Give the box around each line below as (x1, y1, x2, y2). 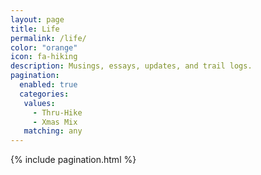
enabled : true (19, 80, 78, 90)
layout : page (10, 14, 65, 25)
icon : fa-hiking (10, 52, 78, 62)
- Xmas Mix (32, 117, 78, 127)
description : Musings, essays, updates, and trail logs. (10, 61, 253, 71)
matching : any (23, 126, 83, 136)
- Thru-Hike (32, 107, 83, 118)
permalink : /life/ (10, 33, 87, 43)
